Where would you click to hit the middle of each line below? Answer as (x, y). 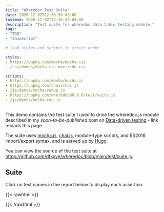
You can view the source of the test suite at (51, 151)
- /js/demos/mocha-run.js (33, 100)
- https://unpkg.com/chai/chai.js (42, 86)
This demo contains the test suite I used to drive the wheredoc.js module (82, 114)
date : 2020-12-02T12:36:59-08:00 (41, 15)
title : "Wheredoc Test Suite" (38, 10)
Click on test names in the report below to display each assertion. (74, 185)
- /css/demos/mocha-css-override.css (46, 67)
